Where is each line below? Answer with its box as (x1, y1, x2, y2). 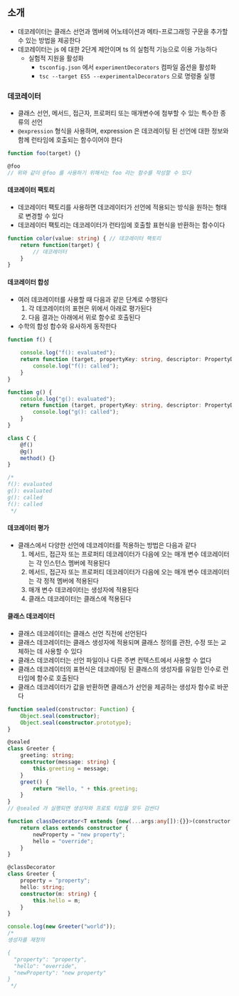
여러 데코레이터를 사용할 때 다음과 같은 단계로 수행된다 (17, 295, 169, 303)
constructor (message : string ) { (20, 758, 116, 766)
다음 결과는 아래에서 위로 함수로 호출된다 (28, 312, 141, 321)
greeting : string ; (20, 752, 75, 759)
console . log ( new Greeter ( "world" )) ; (7, 923, 116, 930)
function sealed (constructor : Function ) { (7, 706, 135, 713)
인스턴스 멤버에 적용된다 (43, 559, 110, 567)
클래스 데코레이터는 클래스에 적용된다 (28, 594, 132, 603)
